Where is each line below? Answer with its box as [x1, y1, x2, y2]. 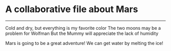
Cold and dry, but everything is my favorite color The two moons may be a [5, 25, 161, 31]
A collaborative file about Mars [5, 4, 138, 15]
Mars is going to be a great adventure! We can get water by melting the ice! [5, 40, 164, 46]
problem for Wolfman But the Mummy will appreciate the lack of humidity [5, 30, 159, 36]
